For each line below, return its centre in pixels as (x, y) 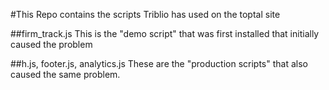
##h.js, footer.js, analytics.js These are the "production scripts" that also (159, 63)
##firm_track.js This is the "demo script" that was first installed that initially (165, 33)
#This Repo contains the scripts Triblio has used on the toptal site (145, 14)
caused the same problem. (65, 74)
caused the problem (51, 44)
